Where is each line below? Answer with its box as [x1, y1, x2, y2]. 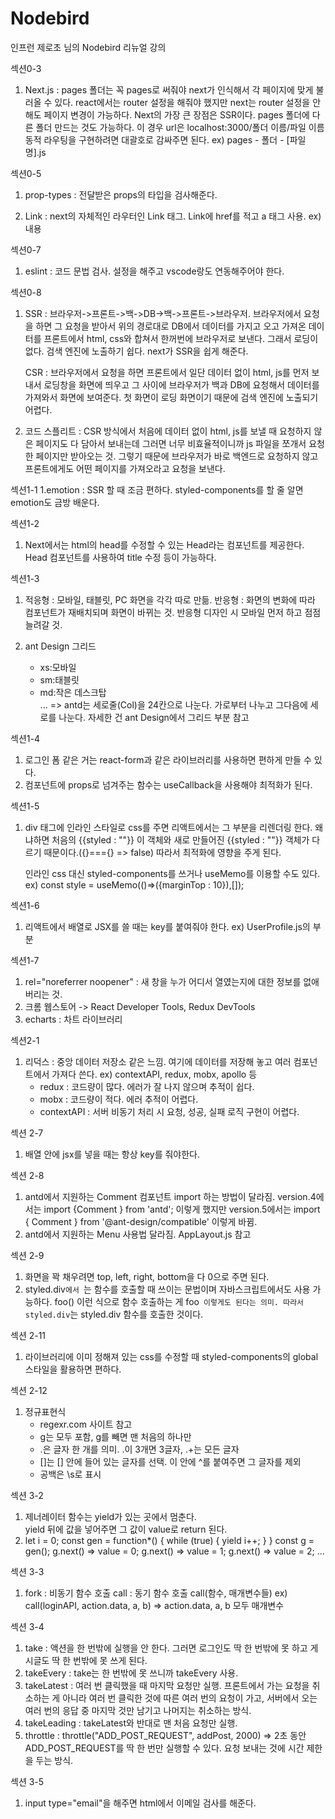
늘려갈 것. [24, 618, 63, 631]
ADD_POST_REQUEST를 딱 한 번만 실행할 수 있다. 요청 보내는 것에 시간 [24, 1742, 305, 1754]
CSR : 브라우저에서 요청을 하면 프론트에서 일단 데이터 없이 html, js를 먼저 [24, 366, 310, 378]
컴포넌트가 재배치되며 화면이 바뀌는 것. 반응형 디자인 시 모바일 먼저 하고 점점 [24, 606, 322, 618]
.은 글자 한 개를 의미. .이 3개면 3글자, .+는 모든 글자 [39, 1443, 240, 1455]
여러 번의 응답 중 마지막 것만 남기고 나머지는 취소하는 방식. [24, 1704, 252, 1716]
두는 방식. [35, 1754, 74, 1766]
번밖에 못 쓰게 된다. [73, 1654, 148, 1666]
